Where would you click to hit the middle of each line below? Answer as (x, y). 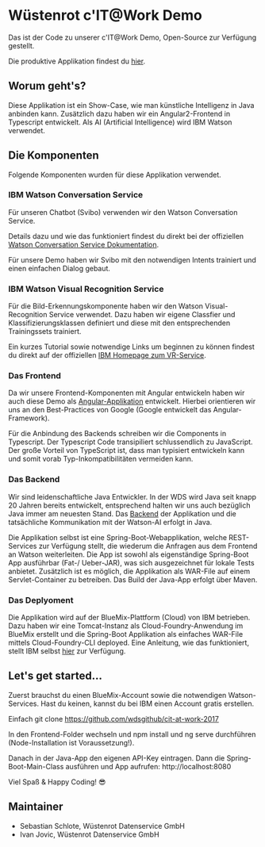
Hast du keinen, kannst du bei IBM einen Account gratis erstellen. (148, 703)
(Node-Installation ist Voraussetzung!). (71, 742)
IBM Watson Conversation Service (76, 195)
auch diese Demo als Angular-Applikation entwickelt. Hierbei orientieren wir (132, 401)
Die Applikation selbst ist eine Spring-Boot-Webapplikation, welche (118, 537)
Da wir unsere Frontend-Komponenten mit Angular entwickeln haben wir (127, 393)
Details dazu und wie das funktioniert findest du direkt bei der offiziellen (126, 236)
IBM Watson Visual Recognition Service (86, 289)
